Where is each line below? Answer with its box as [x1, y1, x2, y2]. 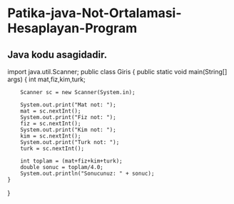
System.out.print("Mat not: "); [20, 101, 116, 108]
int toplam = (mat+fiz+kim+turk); [20, 158, 123, 165]
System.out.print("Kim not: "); [20, 126, 116, 133]
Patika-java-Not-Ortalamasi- [7, 5, 182, 21]
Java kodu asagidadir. [7, 49, 108, 61]
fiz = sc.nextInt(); [20, 120, 81, 127]
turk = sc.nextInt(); [20, 145, 84, 152]
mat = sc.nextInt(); [20, 108, 81, 115]
